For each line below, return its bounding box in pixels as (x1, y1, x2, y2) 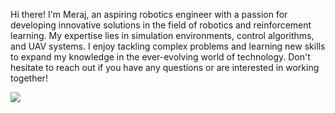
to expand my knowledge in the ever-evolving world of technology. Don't (10, 51, 311, 63)
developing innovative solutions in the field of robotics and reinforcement (10, 19, 312, 31)
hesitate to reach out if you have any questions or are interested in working (10, 62, 320, 73)
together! (10, 72, 48, 84)
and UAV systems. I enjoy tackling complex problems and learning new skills (10, 40, 326, 52)
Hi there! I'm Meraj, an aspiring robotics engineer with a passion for (10, 9, 288, 20)
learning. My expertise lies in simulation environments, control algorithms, (10, 30, 315, 41)
